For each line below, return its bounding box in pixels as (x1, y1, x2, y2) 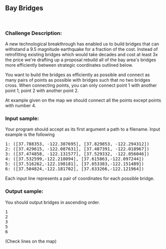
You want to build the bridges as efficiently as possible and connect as (5, 72, 150, 78)
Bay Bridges (5, 4, 44, 12)
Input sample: (5, 115, 39, 122)
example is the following (5, 131, 55, 137)
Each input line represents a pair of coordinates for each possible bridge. (5, 175, 155, 181)
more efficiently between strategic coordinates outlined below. (5, 62, 133, 68)
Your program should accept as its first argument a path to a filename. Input (5, 126, 161, 132)
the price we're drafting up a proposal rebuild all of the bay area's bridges (5, 57, 157, 63)
